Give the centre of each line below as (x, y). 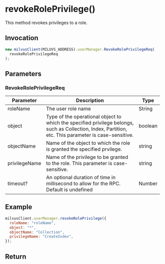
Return (16, 256)
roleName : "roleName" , (33, 223)
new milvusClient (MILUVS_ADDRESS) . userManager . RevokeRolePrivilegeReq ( (80, 49)
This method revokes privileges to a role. (46, 23)
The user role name (69, 109)
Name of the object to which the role (88, 143)
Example (19, 207)
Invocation (22, 38)
